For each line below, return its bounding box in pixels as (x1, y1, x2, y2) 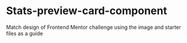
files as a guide (6, 29, 43, 37)
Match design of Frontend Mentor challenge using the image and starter (6, 24, 182, 31)
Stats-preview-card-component (6, 4, 168, 18)
